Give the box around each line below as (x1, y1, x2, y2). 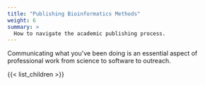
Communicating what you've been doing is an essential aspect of (7, 49, 198, 58)
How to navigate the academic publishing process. (13, 30, 166, 37)
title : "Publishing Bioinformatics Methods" (7, 10, 141, 18)
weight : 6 (7, 17, 37, 24)
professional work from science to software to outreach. (7, 57, 171, 65)
